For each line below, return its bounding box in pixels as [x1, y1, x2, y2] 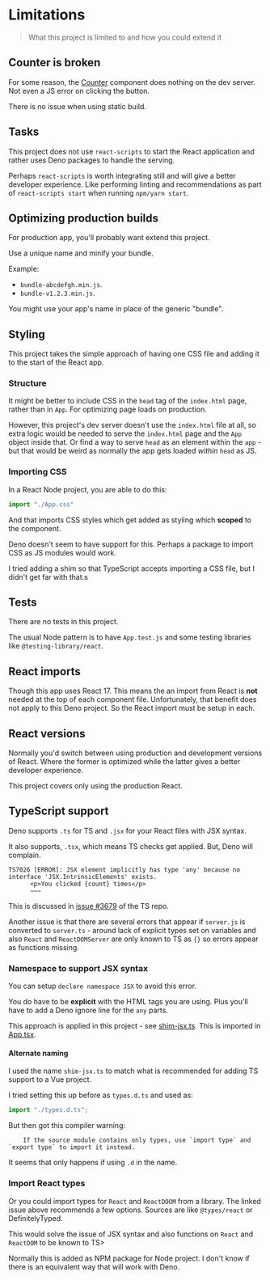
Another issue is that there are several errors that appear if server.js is [8, 916, 246, 927]
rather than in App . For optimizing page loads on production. [8, 404, 208, 414]
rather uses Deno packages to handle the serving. [8, 155, 175, 165]
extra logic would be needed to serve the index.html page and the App [8, 429, 243, 438]
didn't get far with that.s [8, 572, 89, 581]
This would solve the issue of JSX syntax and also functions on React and [8, 1229, 254, 1239]
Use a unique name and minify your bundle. [8, 248, 154, 258]
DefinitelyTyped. [8, 1213, 63, 1223]
